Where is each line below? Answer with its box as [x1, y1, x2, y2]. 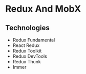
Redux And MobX [5, 3, 81, 15]
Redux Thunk [12, 59, 41, 64]
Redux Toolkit [12, 48, 42, 54]
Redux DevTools [12, 53, 48, 59]
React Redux [12, 42, 40, 48]
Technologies [5, 23, 50, 32]
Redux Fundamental [12, 37, 55, 43]
